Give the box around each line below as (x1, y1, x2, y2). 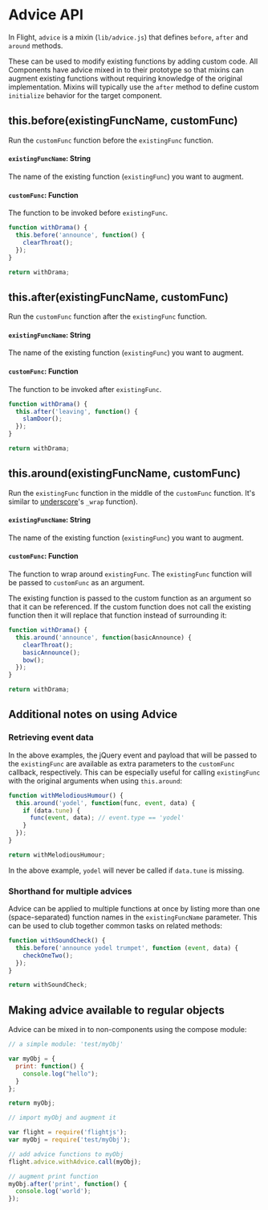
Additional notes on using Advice (8, 708, 178, 721)
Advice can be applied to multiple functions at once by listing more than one (8, 904, 261, 914)
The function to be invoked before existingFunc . (8, 208, 169, 218)
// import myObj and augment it (8, 1113, 116, 1122)
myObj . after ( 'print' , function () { (8, 1179, 128, 1188)
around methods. (8, 40, 63, 50)
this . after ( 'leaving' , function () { (15, 407, 138, 415)
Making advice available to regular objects (8, 1003, 225, 1017)
